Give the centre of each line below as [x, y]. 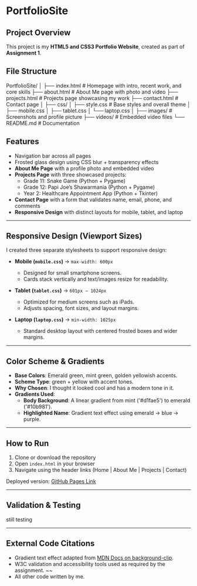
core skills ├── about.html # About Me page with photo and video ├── [92, 92]
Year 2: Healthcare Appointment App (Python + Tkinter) [91, 193]
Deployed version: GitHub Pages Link [51, 481]
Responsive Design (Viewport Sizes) [74, 236]
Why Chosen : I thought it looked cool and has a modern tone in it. [94, 388]
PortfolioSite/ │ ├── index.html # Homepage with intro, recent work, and [94, 85]
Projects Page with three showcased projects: [70, 174]
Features [23, 141]
